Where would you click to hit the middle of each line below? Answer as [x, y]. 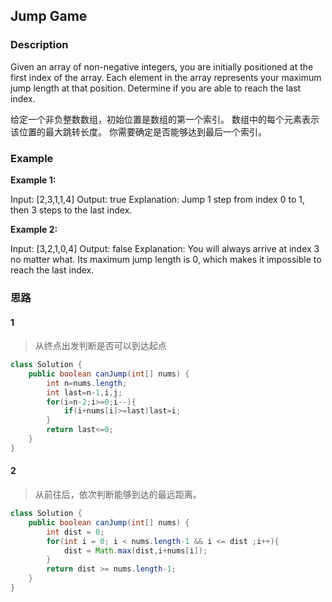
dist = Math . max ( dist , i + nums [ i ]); [135, 550]
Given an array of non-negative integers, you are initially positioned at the [162, 66]
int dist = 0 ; [75, 532]
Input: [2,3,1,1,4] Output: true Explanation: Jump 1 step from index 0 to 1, [157, 199]
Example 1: [33, 180]
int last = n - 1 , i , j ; [84, 392]
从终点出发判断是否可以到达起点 [100, 346]
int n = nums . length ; [87, 383]
